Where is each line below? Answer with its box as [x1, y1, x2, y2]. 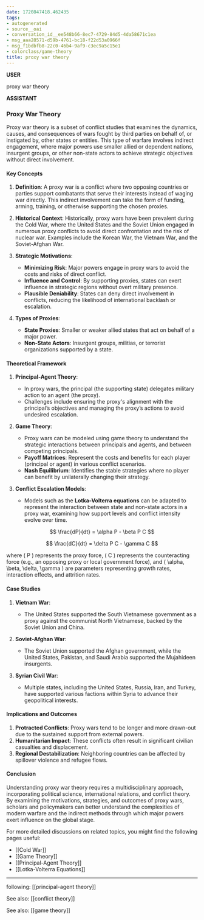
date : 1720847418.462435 [6, 9, 69, 15]
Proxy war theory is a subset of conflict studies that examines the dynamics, [6, 123, 197, 131]
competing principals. [24, 448, 79, 455]
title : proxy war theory [6, 54, 69, 60]
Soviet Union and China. [24, 623, 85, 631]
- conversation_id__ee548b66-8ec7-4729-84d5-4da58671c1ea [6, 32, 156, 38]
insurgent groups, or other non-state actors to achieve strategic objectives [6, 149, 193, 156]
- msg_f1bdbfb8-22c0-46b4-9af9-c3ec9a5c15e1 [6, 43, 121, 49]
